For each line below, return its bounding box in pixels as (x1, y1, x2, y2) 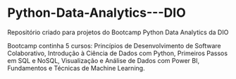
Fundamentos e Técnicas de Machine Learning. (7, 64, 146, 72)
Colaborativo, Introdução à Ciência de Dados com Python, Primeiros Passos (7, 49, 228, 57)
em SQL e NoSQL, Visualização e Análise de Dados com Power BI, (7, 56, 200, 64)
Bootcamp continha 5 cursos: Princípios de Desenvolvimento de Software (7, 41, 221, 50)
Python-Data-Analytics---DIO (7, 5, 186, 21)
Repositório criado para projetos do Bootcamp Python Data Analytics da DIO (7, 28, 229, 36)
